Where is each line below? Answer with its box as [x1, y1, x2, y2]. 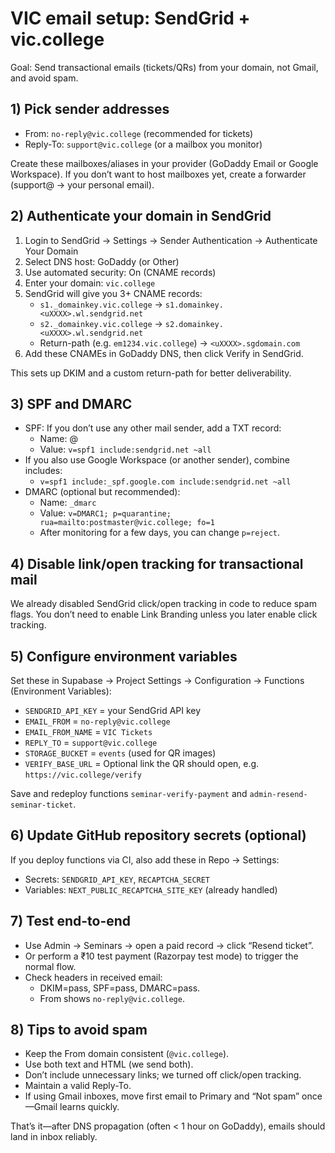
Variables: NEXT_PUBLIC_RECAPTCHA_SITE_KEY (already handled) [24, 883, 278, 896]
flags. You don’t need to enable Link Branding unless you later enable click [10, 608, 318, 621]
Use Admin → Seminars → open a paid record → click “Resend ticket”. [24, 939, 314, 951]
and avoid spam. [10, 72, 79, 84]
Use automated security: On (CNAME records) [24, 266, 217, 278]
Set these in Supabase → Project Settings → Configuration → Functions [10, 675, 305, 686]
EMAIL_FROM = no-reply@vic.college [24, 715, 171, 727]
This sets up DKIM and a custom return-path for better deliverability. [10, 367, 292, 379]
